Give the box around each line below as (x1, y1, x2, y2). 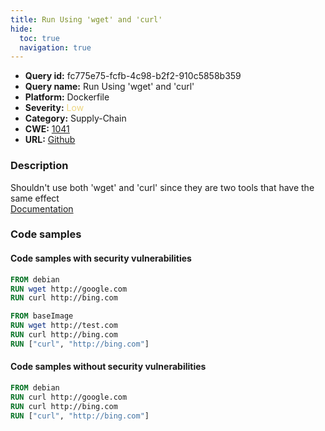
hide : (10, 24, 33, 34)
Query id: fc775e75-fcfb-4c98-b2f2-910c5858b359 (24, 70, 242, 82)
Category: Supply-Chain (24, 112, 127, 125)
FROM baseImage (10, 311, 74, 321)
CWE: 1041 (24, 123, 70, 135)
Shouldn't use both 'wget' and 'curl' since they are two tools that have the (10, 181, 315, 193)
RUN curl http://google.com (10, 392, 128, 402)
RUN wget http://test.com (10, 321, 118, 331)
